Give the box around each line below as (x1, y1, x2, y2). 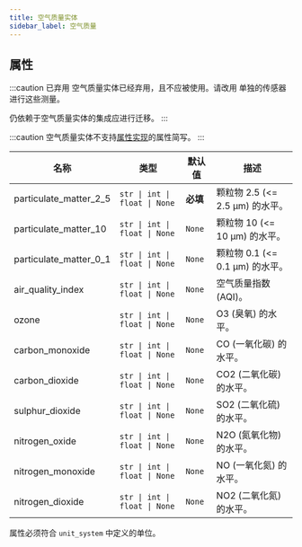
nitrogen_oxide (13, 435, 76, 447)
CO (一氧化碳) (216, 338, 276, 350)
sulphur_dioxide (13, 405, 81, 418)
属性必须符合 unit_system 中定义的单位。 (9, 527, 161, 539)
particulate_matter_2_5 (13, 192, 111, 205)
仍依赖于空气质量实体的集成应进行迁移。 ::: (9, 113, 169, 124)
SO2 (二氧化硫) (216, 399, 281, 411)
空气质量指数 (216, 278, 271, 290)
